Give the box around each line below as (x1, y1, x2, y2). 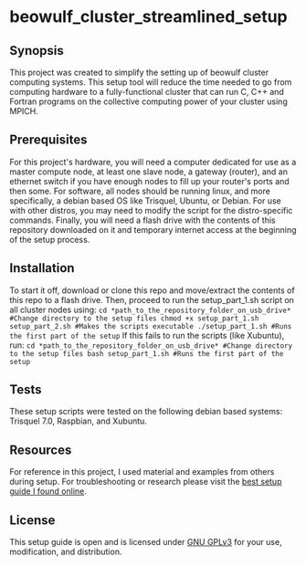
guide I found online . (9, 486, 87, 497)
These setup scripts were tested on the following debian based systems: (9, 406, 283, 417)
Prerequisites (9, 132, 88, 148)
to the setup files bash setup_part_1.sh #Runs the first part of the (9, 349, 284, 358)
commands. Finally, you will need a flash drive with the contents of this (9, 215, 276, 225)
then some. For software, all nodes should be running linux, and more (9, 185, 271, 196)
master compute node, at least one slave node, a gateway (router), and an (9, 166, 288, 177)
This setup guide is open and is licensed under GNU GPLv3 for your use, (9, 537, 282, 548)
